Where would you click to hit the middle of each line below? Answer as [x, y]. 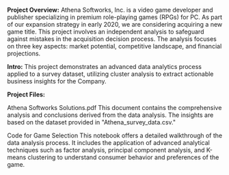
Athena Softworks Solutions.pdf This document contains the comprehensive [114, 108]
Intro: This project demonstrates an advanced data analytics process [104, 67]
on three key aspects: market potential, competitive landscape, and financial [114, 46]
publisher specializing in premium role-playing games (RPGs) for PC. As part [115, 17]
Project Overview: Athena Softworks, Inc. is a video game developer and [110, 10]
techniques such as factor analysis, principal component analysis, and [106, 150]
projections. [24, 53]
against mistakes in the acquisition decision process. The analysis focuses [112, 39]
